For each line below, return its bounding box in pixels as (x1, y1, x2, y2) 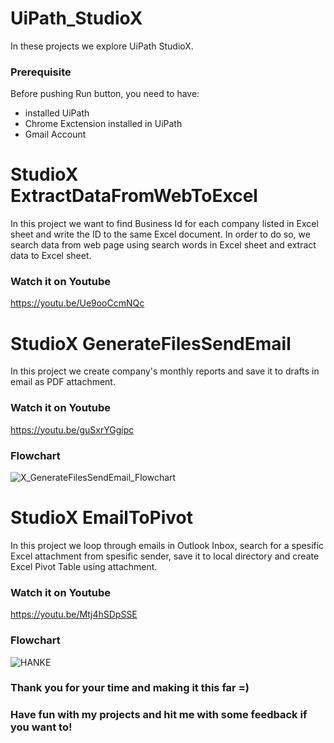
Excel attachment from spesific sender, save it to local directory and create (10, 550, 320, 562)
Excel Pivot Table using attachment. (10, 560, 158, 572)
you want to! (10, 720, 73, 734)
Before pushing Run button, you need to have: (10, 88, 200, 100)
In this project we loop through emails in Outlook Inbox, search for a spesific (10, 539, 325, 551)
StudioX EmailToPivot (10, 507, 194, 529)
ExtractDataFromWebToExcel (10, 185, 258, 207)
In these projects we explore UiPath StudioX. (10, 40, 194, 52)
